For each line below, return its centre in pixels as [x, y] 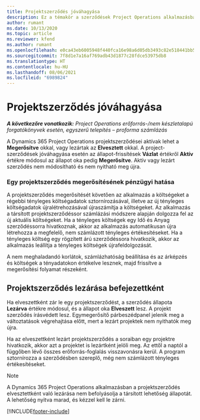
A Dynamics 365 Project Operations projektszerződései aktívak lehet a [93, 141]
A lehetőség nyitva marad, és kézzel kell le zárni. [66, 400]
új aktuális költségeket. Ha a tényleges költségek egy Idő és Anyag [88, 220]
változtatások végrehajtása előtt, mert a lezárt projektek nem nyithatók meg [99, 322]
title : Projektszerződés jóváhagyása [53, 12]
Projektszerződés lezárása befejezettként [85, 288]
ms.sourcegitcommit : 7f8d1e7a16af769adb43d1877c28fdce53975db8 [87, 56]
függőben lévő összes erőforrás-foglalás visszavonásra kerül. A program [96, 352]
